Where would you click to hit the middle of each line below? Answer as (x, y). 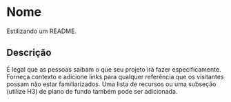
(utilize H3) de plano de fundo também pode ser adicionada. (92, 91)
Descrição (29, 53)
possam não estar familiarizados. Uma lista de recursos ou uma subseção (111, 84)
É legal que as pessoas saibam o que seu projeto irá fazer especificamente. (114, 69)
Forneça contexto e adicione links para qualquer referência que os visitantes (115, 76)
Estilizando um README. (42, 31)
